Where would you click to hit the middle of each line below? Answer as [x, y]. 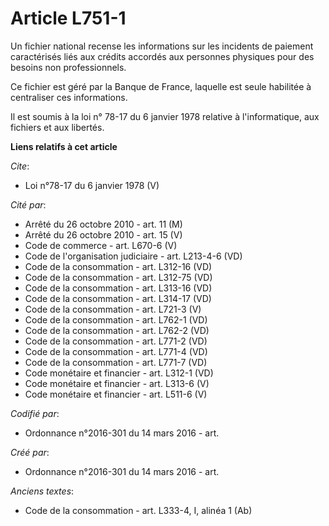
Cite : [20, 166]
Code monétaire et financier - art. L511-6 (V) [116, 394]
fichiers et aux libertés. [57, 127]
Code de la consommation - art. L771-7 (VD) [116, 362]
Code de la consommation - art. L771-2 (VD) [116, 341]
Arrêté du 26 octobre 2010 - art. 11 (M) [103, 224]
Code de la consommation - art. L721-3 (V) [113, 309]
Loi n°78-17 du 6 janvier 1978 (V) [92, 185]
